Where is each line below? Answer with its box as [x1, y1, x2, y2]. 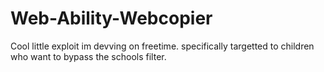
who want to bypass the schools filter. [10, 50, 167, 62]
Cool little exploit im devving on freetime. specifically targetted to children [10, 40, 315, 52]
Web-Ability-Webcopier [10, 7, 213, 30]
